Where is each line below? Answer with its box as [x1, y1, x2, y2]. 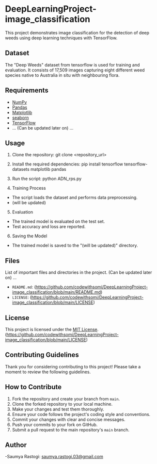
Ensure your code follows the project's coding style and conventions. [12, 411, 151, 417]
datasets [12, 166, 30, 172]
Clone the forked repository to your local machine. [12, 401, 113, 407]
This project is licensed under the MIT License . [5, 327, 99, 332]
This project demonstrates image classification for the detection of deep [5, 30, 149, 35]
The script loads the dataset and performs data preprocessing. [12, 195, 138, 200]
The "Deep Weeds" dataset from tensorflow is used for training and [5, 62, 140, 67]
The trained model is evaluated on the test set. [12, 218, 105, 224]
